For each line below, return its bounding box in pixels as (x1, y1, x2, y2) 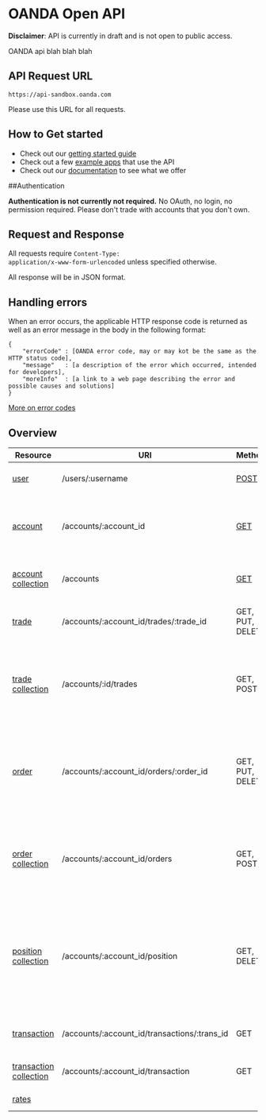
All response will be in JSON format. (8, 272, 127, 282)
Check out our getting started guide (19, 149, 137, 158)
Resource (14, 450, 52, 461)
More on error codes (8, 403, 76, 413)
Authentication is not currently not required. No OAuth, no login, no (8, 196, 233, 206)
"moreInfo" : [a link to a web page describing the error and (22, 375, 236, 384)
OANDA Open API (8, 5, 126, 23)
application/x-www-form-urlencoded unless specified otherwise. (8, 257, 217, 267)
